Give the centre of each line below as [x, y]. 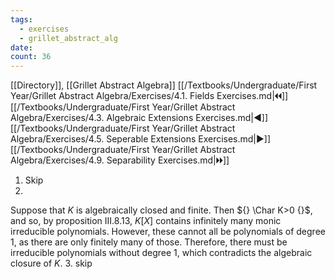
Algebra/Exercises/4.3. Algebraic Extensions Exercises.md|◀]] [139, 118]
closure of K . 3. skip [51, 263]
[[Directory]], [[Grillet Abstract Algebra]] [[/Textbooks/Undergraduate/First [164, 85]
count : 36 [31, 57]
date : [21, 47]
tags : [21, 19]
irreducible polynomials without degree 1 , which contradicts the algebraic [161, 253]
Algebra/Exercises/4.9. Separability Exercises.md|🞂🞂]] [120, 160]
